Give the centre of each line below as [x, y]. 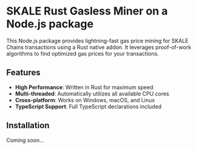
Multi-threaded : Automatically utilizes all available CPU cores [92, 93]
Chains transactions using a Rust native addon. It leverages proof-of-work [99, 47]
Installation [28, 126]
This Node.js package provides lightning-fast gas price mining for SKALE [98, 41]
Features [23, 73]
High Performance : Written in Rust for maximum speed [84, 87]
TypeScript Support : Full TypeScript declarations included [88, 106]
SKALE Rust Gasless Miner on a [87, 11]
